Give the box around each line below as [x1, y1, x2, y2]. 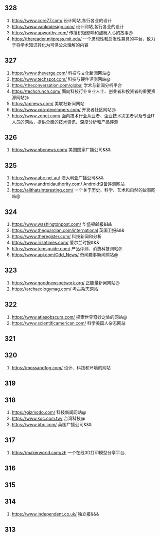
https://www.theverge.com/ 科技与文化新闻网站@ [11, 70, 111, 76]
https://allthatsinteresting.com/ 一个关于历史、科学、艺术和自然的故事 [11, 187, 152, 193]
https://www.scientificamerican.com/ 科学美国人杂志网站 [11, 320, 126, 326]
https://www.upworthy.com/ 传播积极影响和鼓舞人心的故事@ [11, 29, 133, 36]
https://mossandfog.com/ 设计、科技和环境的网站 [11, 365, 111, 370]
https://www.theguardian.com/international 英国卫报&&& [11, 227, 125, 234]
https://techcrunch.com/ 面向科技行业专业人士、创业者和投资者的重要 [11, 88, 151, 94]
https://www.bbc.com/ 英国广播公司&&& [11, 422, 92, 428]
